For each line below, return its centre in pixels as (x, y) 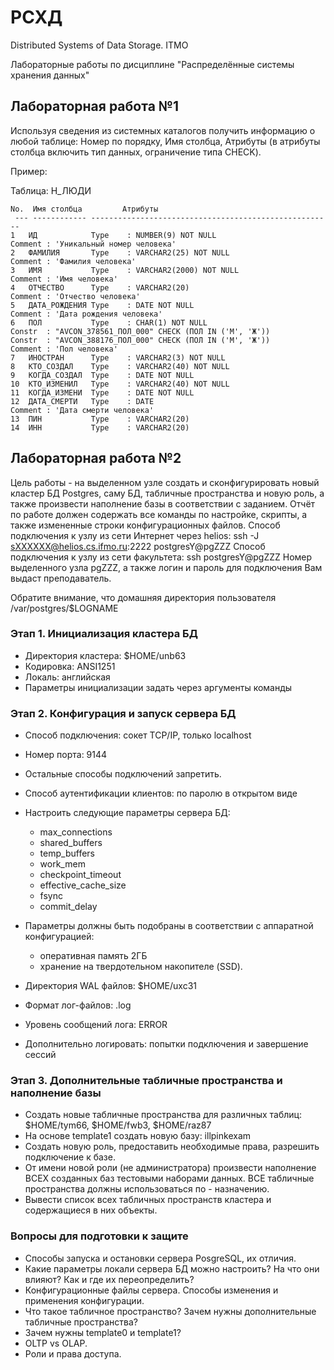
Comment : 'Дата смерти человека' (82, 410)
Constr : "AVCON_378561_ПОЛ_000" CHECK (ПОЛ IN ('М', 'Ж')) (140, 331)
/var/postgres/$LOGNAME (64, 608)
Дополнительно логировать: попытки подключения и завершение (166, 1044)
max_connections (76, 832)
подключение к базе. (70, 1157)
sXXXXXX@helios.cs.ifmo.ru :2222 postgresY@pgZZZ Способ (138, 546)
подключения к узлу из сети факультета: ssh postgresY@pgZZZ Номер (161, 557)
